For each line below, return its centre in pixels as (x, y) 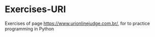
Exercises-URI (36, 9)
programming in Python (29, 28)
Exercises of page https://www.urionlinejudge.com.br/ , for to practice (77, 23)
